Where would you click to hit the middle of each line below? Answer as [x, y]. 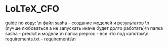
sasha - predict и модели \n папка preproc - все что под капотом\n [77, 33]
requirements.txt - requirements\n [40, 39]
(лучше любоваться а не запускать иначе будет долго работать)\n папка [84, 28]
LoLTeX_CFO [32, 9]
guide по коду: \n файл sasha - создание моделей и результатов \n [77, 23]
